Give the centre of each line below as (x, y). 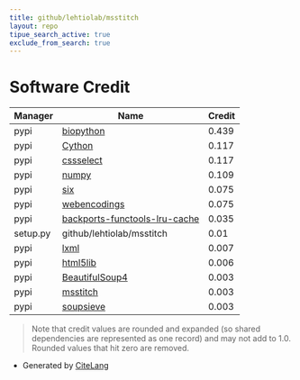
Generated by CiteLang (66, 366)
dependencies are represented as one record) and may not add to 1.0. (161, 339)
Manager (34, 116)
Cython (77, 146)
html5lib (79, 263)
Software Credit (70, 87)
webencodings (93, 204)
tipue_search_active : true (60, 34)
